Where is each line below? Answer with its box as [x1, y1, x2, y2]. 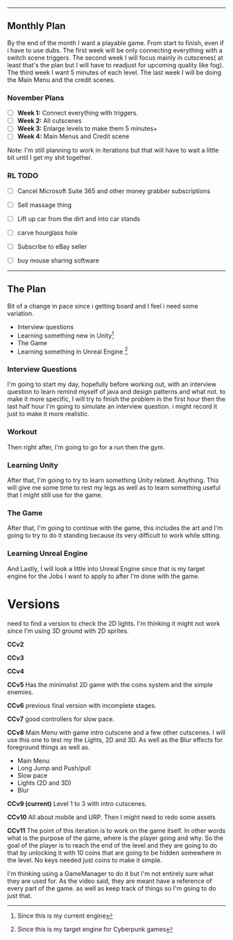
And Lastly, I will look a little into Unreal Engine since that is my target [7, 564, 205, 572]
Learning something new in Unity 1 [17, 330, 114, 340]
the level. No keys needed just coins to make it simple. [7, 856, 162, 864]
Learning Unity [7, 460, 59, 470]
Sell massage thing [17, 200, 72, 209]
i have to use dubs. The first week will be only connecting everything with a [7, 46, 223, 54]
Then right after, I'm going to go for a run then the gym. [7, 443, 165, 451]
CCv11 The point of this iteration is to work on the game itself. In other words [7, 826, 226, 834]
